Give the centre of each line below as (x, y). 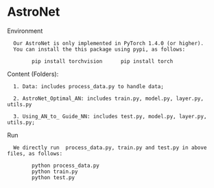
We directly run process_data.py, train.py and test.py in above (110, 148)
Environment (25, 31)
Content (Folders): (33, 74)
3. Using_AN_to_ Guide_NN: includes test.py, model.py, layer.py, (110, 116)
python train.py (55, 172)
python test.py (53, 177)
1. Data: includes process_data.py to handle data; (89, 86)
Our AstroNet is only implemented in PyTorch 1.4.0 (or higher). (109, 43)
